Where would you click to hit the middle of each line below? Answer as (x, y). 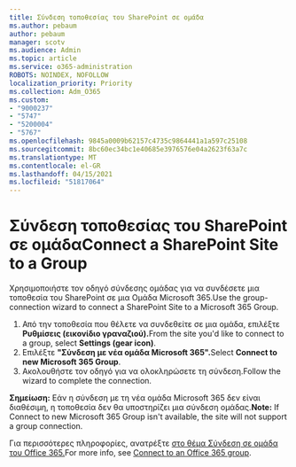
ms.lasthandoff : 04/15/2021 (61, 174)
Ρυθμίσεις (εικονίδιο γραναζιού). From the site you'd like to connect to (153, 334)
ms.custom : (29, 100)
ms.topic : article (43, 58)
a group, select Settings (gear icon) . (89, 343)
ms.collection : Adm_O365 (55, 91)
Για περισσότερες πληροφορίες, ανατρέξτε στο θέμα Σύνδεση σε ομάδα (144, 443)
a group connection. (46, 426)
